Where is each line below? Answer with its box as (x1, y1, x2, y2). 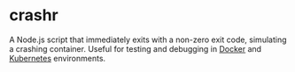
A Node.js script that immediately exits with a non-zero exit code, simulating (9, 34, 287, 45)
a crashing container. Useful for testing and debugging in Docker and (9, 43, 262, 54)
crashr (9, 5, 59, 25)
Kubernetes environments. (9, 53, 106, 63)
